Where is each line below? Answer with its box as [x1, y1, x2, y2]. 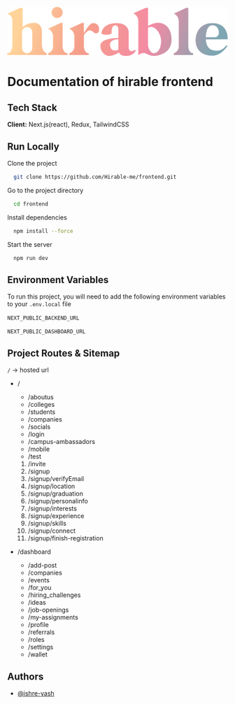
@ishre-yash [17, 689, 55, 697]
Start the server [7, 240, 52, 248]
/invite [27, 460, 46, 468]
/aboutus [27, 393, 54, 401]
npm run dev [13, 254, 49, 261]
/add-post [27, 561, 57, 570]
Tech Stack [7, 101, 57, 113]
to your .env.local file [7, 300, 71, 308]
